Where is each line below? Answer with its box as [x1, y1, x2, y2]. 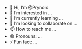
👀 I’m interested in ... [9, 10, 52, 16]
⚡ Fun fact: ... [9, 39, 37, 45]
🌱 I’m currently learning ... [9, 15, 63, 21]
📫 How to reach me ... [9, 26, 56, 32]
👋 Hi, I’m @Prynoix [9, 5, 48, 10]
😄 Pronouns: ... [9, 33, 42, 39]
